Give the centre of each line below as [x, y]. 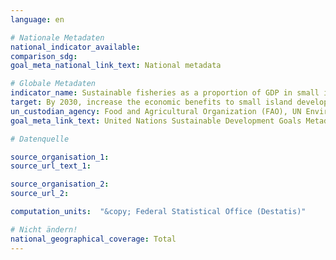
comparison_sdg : [44, 56]
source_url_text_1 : [51, 166]
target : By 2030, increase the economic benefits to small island [151, 102]
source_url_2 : [40, 194]
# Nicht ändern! [44, 229]
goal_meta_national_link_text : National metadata [116, 66]
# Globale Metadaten [53, 84]
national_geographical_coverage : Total [93, 239]
